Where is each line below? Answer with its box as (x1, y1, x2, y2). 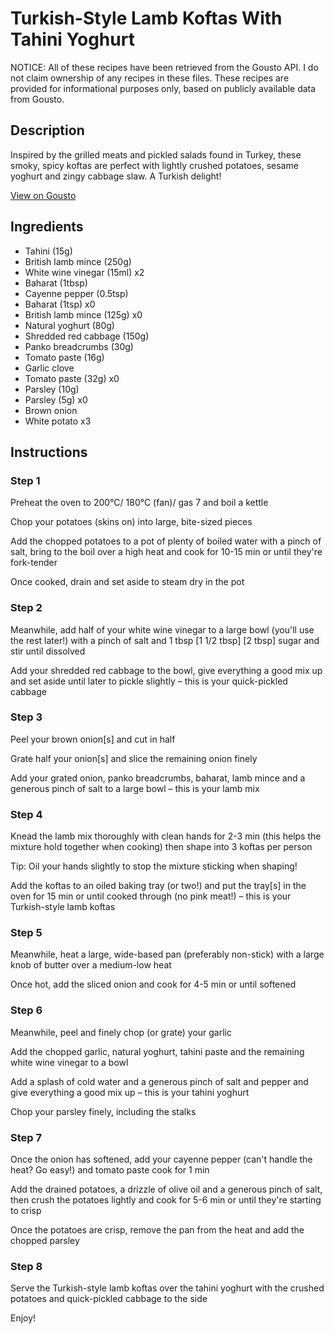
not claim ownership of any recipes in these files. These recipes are (10, 72, 290, 84)
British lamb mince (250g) (24, 255, 132, 267)
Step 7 (10, 1130, 42, 1144)
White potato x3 (24, 415, 92, 427)
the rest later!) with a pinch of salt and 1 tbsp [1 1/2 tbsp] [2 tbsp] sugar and (10, 634, 320, 646)
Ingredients (10, 218, 84, 236)
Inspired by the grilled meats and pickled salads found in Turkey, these (10, 148, 302, 161)
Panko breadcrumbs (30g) (24, 340, 134, 352)
